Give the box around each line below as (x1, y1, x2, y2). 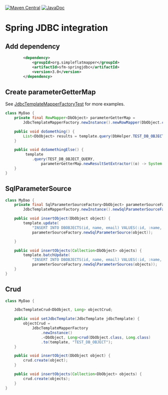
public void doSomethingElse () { (14, 147, 84, 152)
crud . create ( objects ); (23, 376, 70, 381)
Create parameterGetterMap (5, 87, 96, 96)
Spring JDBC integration (5, 22, 108, 33)
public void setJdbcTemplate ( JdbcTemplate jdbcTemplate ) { (14, 316, 140, 321)
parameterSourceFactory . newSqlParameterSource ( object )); (31, 230, 153, 235)
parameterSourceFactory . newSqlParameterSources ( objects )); (31, 262, 157, 267)
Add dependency (5, 42, 60, 50)
